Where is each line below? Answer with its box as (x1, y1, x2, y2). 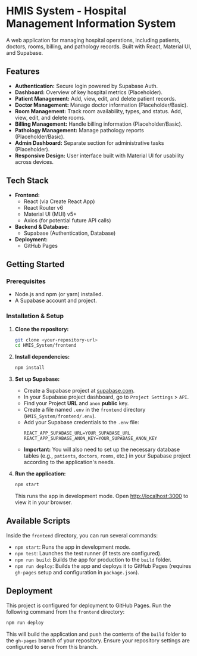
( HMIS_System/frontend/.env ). (23, 412, 96, 419)
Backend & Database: (14, 223, 70, 230)
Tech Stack (6, 176, 49, 186)
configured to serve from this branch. (6, 643, 98, 650)
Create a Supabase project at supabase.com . (23, 387, 135, 394)
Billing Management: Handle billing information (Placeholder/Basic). (14, 120, 183, 128)
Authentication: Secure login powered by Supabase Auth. (14, 82, 158, 89)
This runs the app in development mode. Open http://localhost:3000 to (14, 493, 189, 500)
